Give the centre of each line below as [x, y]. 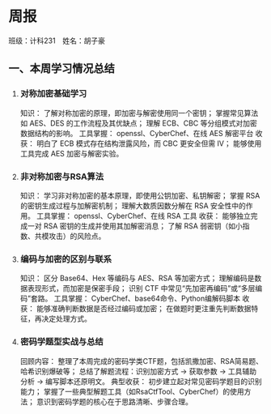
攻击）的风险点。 [77, 236]
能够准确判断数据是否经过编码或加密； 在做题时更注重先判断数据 [144, 309]
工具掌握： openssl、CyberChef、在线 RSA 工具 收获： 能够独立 [143, 216]
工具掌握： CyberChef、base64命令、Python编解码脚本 [147, 299]
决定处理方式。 [66, 319]
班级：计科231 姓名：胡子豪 [57, 41]
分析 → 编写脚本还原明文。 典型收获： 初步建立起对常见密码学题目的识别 [141, 381]
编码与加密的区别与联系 [66, 258]
